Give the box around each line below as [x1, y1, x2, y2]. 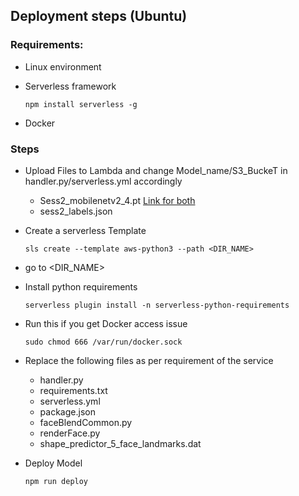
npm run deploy [24, 476, 89, 486]
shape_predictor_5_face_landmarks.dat [39, 437, 202, 449]
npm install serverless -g [24, 99, 138, 109]
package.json [39, 405, 96, 418]
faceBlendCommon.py [39, 416, 133, 428]
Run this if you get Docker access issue [24, 317, 188, 329]
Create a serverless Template [24, 224, 147, 236]
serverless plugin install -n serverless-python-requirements [24, 300, 290, 310]
